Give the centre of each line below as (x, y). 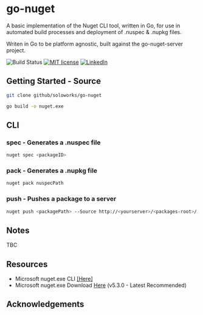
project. (16, 50)
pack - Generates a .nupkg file (52, 170)
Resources (27, 264)
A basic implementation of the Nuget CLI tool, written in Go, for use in (93, 26)
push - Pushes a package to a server (61, 199)
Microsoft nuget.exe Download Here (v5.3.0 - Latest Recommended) (101, 285)
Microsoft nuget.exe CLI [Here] (54, 279)
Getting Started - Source (54, 81)
